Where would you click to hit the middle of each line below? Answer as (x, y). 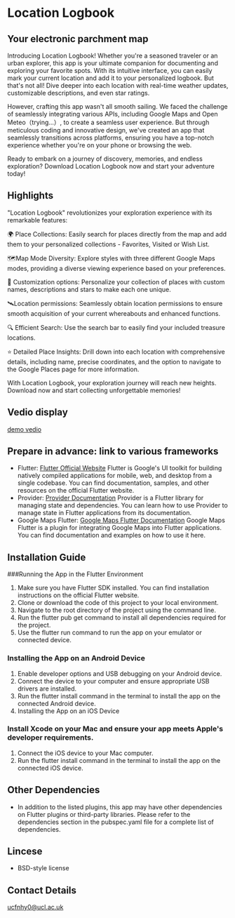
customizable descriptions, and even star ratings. (79, 93)
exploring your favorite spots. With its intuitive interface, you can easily (110, 71)
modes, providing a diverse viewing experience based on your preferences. (116, 268)
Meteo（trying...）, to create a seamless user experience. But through (108, 122)
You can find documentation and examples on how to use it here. (111, 535)
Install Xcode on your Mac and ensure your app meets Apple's (115, 729)
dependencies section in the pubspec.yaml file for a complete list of (115, 822)
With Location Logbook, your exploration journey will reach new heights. (112, 382)
